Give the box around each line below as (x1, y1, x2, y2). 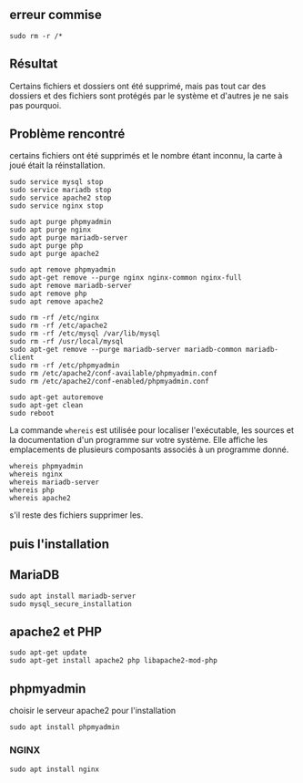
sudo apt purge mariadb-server (9, 233, 128, 242)
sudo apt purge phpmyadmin (9, 218, 112, 227)
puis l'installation (9, 536, 109, 551)
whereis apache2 (9, 494, 71, 503)
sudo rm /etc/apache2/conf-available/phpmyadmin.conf (9, 369, 218, 378)
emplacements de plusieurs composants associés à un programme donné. (9, 444, 289, 455)
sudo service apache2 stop (9, 193, 112, 203)
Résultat (9, 57, 58, 72)
